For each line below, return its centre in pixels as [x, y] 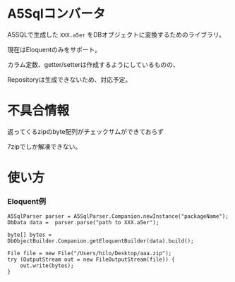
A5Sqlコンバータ [56, 14]
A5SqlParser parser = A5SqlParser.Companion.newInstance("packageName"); [118, 216]
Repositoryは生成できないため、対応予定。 [70, 79]
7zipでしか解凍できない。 [44, 146]
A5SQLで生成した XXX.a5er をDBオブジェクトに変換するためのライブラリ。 [116, 35]
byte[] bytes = [30, 235]
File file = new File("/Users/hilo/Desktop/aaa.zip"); [90, 254]
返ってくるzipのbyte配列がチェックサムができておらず [86, 131]
